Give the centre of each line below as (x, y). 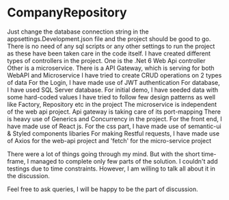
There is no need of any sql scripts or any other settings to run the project (111, 46)
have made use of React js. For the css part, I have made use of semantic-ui (114, 126)
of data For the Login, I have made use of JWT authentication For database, (113, 82)
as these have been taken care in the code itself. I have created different (109, 53)
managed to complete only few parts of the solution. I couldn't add (124, 161)
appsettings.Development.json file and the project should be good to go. (109, 38)
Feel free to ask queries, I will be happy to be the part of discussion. (103, 189)
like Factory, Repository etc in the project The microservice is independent (112, 104)
